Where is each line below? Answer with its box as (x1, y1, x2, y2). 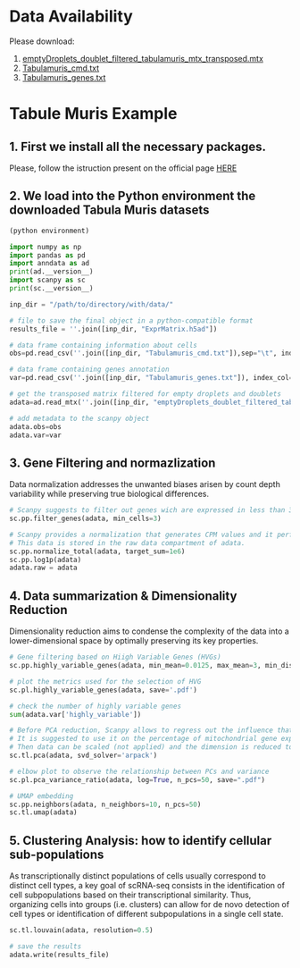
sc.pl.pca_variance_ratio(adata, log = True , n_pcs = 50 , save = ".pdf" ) (9, 775, 266, 784)
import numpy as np (9, 242, 82, 251)
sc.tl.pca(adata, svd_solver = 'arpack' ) (9, 751, 158, 760)
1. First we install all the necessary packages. (9, 139, 266, 154)
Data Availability (9, 6, 134, 27)
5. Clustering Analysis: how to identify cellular (9, 833, 272, 848)
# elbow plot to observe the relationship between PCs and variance (9, 767, 270, 776)
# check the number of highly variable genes (9, 702, 181, 711)
